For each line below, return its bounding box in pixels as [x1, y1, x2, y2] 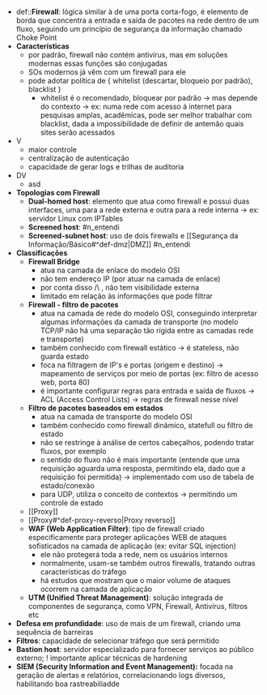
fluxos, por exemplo [40, 446, 107, 456]
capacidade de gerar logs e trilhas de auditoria [28, 162, 184, 171]
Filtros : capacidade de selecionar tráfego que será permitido [15, 636, 220, 646]
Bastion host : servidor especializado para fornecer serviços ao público [15, 645, 255, 654]
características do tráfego [40, 567, 127, 577]
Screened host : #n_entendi [28, 222, 120, 232]
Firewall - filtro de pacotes [28, 300, 119, 309]
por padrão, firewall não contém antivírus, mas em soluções [28, 50, 228, 59]
